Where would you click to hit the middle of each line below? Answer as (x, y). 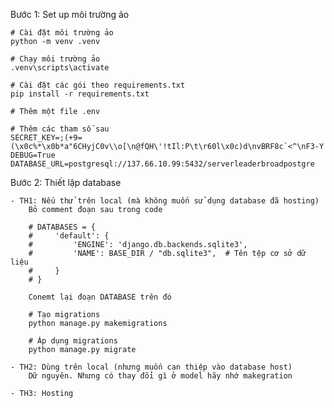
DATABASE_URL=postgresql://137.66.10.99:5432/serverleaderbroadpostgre (162, 164)
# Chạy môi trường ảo (55, 59)
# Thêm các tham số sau (60, 129)
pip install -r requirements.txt (80, 94)
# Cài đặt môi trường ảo (62, 33)
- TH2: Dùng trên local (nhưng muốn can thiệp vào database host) (151, 367)
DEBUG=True (33, 155)
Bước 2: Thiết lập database (66, 182)
